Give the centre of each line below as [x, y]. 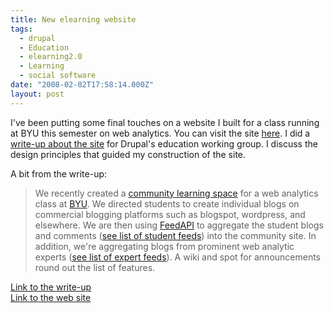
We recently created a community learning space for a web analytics [176, 193]
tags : [21, 29]
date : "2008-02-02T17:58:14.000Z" [82, 85]
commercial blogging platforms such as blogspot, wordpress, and [170, 214]
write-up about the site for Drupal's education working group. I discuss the [164, 143]
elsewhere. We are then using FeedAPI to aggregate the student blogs [179, 225]
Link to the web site [51, 297]
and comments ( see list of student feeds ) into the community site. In [175, 235]
